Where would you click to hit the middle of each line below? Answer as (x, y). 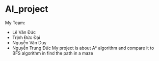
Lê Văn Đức (24, 32)
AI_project (27, 9)
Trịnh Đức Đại (26, 37)
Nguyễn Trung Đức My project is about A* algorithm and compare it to (83, 48)
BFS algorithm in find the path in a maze (53, 53)
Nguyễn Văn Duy (29, 42)
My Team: (15, 23)
